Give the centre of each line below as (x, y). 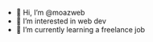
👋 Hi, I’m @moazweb (50, 13)
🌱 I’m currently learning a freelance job (81, 29)
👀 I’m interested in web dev (61, 21)
